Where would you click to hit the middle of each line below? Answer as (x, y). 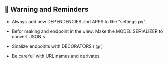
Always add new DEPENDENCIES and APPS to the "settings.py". (79, 21)
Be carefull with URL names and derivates (55, 56)
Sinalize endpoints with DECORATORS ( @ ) (57, 46)
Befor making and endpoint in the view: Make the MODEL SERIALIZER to (87, 31)
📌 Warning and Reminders (46, 9)
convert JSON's (28, 36)
